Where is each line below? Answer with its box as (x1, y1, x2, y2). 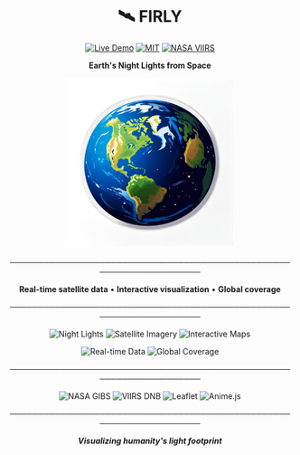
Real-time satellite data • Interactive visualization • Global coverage (19, 283, 281, 294)
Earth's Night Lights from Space (88, 60, 212, 71)
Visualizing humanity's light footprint (78, 435, 222, 446)
